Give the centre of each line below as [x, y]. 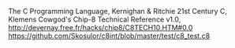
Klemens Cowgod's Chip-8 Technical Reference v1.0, [95, 19]
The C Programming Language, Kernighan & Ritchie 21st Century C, [117, 11]
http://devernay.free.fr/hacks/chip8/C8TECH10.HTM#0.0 [101, 27]
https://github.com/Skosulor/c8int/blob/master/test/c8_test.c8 [109, 36]
